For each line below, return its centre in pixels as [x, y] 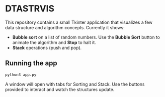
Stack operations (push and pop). [47, 48]
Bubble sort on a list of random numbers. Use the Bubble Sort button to [86, 37]
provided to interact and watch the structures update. [60, 89]
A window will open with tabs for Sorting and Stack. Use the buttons [75, 84]
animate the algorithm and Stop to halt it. [54, 42]
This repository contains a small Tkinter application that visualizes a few [79, 22]
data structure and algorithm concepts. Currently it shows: [65, 27]
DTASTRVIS [30, 9]
